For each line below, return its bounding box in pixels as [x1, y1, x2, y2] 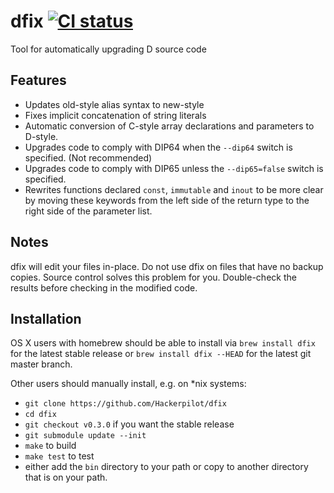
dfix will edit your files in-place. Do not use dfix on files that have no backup [10, 260, 324, 272]
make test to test [24, 450, 95, 462]
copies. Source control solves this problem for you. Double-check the [10, 271, 297, 283]
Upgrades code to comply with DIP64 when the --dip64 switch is [24, 141, 293, 153]
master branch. [10, 358, 73, 370]
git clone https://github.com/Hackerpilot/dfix [24, 399, 227, 409]
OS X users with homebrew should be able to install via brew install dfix [10, 337, 316, 349]
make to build [24, 440, 77, 452]
